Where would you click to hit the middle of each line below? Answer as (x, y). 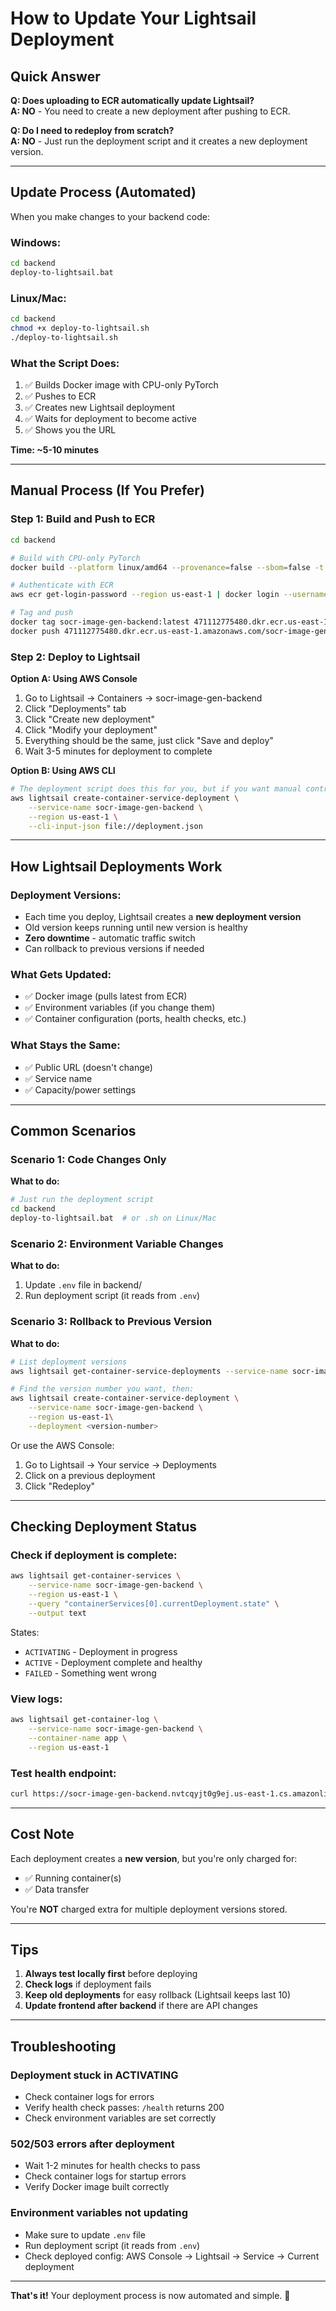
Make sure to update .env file (85, 2234)
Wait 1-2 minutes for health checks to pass (112, 2166)
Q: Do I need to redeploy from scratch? (92, 130)
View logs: (36, 1699)
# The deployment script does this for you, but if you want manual (156, 789)
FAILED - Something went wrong (90, 1673)
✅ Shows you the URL (70, 430)
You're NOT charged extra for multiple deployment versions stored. (149, 1909)
